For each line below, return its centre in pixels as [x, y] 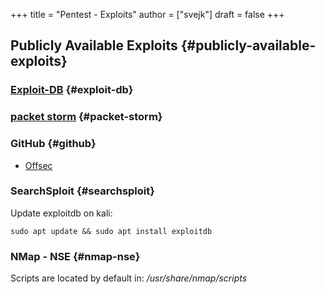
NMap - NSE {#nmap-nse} [75, 256]
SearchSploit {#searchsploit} [82, 191]
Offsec [38, 165]
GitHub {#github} [53, 144]
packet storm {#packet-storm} [86, 117]
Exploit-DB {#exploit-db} [72, 90]
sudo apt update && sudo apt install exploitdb [111, 231]
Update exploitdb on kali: [61, 213]
